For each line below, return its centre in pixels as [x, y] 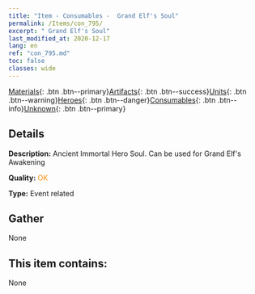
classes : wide [32, 69]
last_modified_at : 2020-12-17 [59, 38]
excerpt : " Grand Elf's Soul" [59, 31]
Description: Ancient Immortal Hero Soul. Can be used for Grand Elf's [125, 153]
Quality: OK [28, 178]
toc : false [27, 61]
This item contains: [58, 263]
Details [26, 134]
